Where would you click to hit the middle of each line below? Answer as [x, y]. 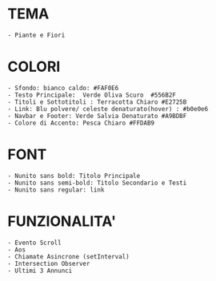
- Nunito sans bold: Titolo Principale [74, 176]
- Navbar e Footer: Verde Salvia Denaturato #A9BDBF [97, 116]
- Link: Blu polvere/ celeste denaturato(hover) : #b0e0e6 [108, 109]
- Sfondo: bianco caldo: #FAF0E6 [63, 88]
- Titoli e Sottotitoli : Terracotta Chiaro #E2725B [97, 102]
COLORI [34, 67]
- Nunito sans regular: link [56, 190]
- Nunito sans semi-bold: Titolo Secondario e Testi [97, 183]
